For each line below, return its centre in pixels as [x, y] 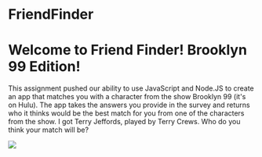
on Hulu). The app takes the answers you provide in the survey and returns [129, 105]
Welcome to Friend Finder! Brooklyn [127, 50]
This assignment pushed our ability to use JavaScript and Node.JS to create [131, 88]
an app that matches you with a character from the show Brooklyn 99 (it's [127, 97]
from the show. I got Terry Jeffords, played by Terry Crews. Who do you [124, 122]
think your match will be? [48, 130]
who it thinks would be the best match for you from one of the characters [126, 113]
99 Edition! [44, 67]
